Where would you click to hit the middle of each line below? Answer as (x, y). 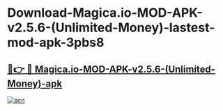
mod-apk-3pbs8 (56, 43)
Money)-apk (35, 83)
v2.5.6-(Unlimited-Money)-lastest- (111, 28)
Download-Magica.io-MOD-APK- (105, 13)
